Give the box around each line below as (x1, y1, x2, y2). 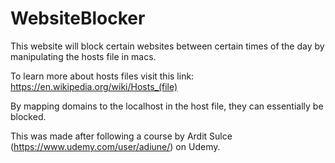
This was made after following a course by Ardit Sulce (10, 130, 233, 142)
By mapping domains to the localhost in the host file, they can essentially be (10, 100, 324, 112)
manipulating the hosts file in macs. (10, 50, 157, 62)
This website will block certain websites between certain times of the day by (10, 40, 325, 52)
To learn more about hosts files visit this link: (10, 70, 195, 82)
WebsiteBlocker (10, 7, 146, 30)
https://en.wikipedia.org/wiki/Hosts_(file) (10, 80, 178, 92)
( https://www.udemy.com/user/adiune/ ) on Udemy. (10, 140, 221, 152)
